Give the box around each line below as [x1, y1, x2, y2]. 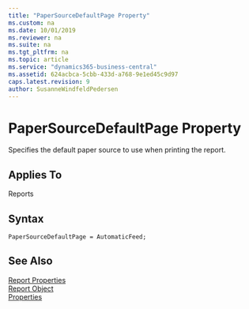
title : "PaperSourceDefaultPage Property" [8, 11, 150, 20]
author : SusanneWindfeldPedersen [8, 85, 119, 93]
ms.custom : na [8, 19, 55, 27]
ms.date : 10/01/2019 [8, 26, 77, 34]
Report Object [8, 284, 54, 293]
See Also [8, 254, 53, 268]
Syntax [8, 212, 44, 225]
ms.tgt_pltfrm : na [8, 48, 69, 56]
